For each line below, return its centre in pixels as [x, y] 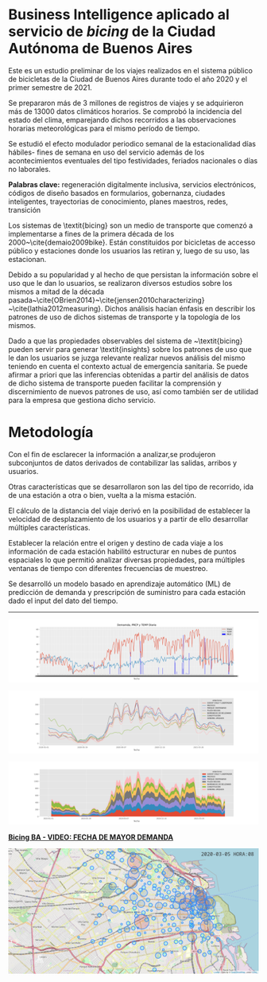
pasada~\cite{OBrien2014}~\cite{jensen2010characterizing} [106, 299]
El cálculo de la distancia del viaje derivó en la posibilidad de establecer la [129, 511]
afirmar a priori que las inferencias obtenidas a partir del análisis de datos [129, 374]
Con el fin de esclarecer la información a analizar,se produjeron [112, 454]
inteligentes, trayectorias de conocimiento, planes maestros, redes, [118, 201]
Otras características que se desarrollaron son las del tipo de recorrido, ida [131, 487]
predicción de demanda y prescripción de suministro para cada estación [127, 592]
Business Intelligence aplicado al [119, 15]
